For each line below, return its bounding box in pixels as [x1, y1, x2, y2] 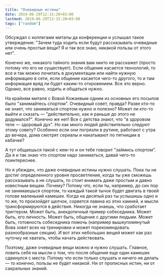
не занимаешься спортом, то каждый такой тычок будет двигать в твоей [5, 188, 159, 194]
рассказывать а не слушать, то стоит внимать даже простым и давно [5, 177, 152, 183]
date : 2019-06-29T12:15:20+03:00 [5, 12, 74, 17]
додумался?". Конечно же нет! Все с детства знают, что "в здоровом [5, 116, 151, 122]
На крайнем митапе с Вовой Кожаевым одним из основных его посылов [5, 96, 159, 102]
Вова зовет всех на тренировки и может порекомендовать [5, 225, 130, 231]
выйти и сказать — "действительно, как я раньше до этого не [5, 111, 135, 117]
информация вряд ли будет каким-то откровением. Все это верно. [5, 81, 146, 87]
